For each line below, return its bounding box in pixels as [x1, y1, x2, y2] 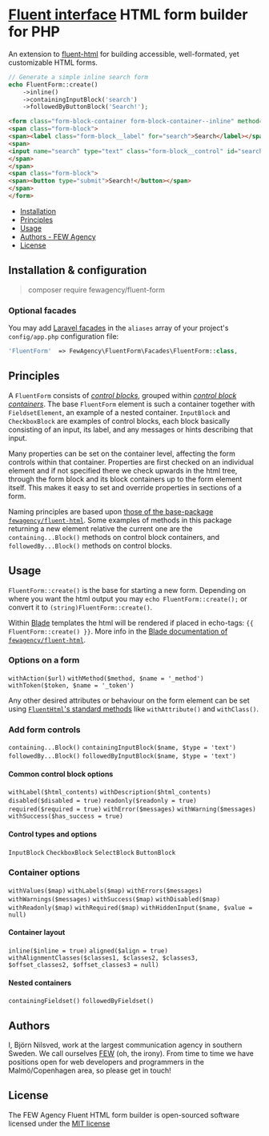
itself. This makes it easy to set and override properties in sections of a [8, 482, 242, 492]
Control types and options [8, 829, 98, 839]
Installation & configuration [8, 264, 147, 277]
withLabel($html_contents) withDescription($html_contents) [8, 788, 211, 796]
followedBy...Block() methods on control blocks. [8, 541, 172, 550]
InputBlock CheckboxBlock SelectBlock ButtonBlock [8, 848, 176, 856]
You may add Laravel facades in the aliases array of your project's [8, 323, 229, 333]
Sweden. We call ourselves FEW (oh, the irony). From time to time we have [8, 1049, 254, 1058]
